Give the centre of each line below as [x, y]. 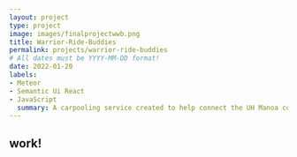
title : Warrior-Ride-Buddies [63, 42]
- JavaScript [33, 99]
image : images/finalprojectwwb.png [75, 34]
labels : [23, 75]
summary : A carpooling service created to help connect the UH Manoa [148, 108]
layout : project [39, 17]
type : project [35, 26]
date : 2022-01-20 [41, 67]
